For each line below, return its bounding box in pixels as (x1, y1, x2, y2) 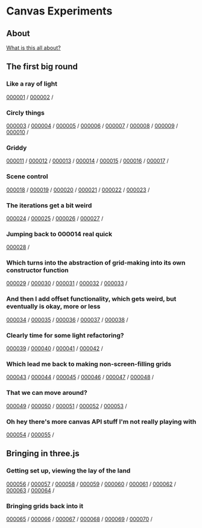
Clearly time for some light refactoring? (6, 331, 124, 339)
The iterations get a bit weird (6, 201, 92, 209)
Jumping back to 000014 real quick (6, 230, 113, 238)
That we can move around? (6, 389, 87, 397)
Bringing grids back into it (6, 501, 83, 510)
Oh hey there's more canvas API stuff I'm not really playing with (6, 417, 197, 426)
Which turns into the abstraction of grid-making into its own (6, 259, 186, 267)
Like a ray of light (6, 80, 57, 88)
